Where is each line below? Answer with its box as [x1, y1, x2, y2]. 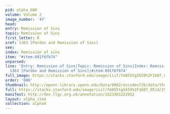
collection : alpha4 [5, 101, 47, 106]
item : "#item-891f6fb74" [5, 54, 58, 60]
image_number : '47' [5, 17, 47, 22]
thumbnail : [5, 82, 28, 87]
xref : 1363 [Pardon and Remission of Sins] [5, 40, 99, 45]
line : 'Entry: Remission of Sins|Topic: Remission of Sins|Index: [5, 64, 148, 69]
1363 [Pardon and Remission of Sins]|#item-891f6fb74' [10, 69, 128, 74]
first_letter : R [5, 36, 39, 41]
